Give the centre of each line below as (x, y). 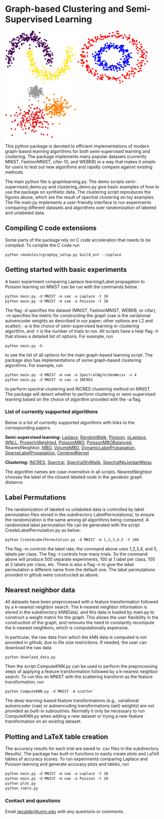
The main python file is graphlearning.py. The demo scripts (65, 182)
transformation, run (24, 682)
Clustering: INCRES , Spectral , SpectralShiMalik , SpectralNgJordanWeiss (78, 462)
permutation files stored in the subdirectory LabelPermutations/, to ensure (80, 514)
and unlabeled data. (25, 213)
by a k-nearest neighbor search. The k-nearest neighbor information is (76, 607)
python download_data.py (30, 657)
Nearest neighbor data (40, 590)
